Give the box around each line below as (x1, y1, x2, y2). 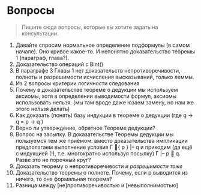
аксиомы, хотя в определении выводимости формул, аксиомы (15, 92, 177, 100)
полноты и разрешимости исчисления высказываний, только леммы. (15, 73, 194, 80)
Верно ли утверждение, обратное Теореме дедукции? (15, 124, 155, 131)
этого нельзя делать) (15, 105, 70, 112)
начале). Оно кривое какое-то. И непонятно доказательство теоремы (15, 47, 196, 55)
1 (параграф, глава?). (15, 54, 70, 61)
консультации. (21, 29, 59, 37)
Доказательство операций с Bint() (15, 61, 104, 68)
